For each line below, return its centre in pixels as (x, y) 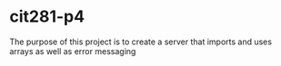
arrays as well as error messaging (73, 51)
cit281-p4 (47, 17)
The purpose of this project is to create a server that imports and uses (141, 42)
